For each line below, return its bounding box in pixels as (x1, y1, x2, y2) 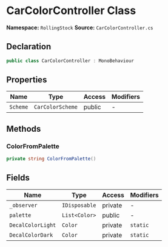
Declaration (6, 41, 52, 52)
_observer (9, 202, 38, 209)
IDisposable (61, 202, 96, 209)
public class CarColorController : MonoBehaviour (6, 57, 135, 64)
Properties (6, 74, 47, 85)
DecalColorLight (9, 221, 56, 229)
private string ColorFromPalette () (6, 156, 96, 162)
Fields (6, 173, 30, 183)
